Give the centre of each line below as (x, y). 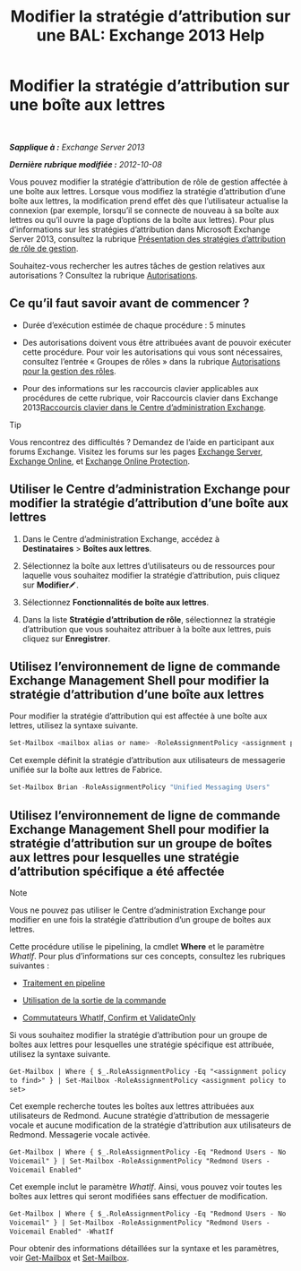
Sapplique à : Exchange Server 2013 (77, 147)
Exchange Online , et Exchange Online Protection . (100, 461)
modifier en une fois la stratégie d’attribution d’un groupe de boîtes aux (140, 919)
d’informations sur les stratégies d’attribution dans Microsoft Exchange (140, 229)
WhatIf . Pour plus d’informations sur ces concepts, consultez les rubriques (147, 956)
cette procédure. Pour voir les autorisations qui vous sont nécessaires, (153, 352)
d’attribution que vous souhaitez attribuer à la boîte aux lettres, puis (146, 629)
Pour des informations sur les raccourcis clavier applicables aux (141, 388)
